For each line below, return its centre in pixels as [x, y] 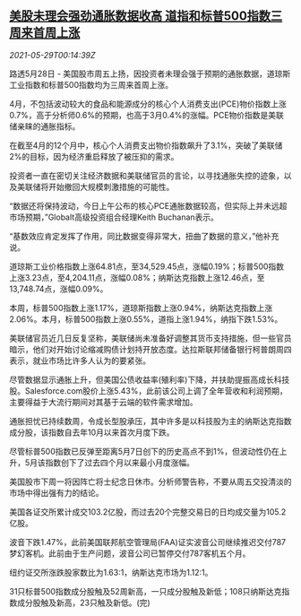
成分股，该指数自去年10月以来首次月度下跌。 [92, 432]
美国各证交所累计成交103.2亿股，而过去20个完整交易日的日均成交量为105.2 [148, 512]
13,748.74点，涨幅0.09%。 [59, 289]
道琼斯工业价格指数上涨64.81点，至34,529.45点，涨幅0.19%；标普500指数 [147, 266]
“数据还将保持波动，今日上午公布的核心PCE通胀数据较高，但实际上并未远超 [148, 205]
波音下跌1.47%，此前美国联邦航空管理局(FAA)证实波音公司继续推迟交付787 [148, 542]
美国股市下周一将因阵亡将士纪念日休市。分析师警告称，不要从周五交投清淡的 [150, 482]
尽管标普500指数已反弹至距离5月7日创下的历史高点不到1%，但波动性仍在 [144, 451]
